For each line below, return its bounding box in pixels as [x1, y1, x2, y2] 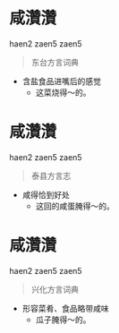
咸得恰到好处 [21, 189, 70, 200]
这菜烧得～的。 [35, 87, 91, 98]
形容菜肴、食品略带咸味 [21, 303, 109, 313]
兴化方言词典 [30, 284, 79, 295]
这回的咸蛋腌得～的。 [35, 201, 115, 211]
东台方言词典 [30, 56, 79, 67]
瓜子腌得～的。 [35, 314, 91, 325]
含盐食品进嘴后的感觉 [21, 75, 101, 86]
